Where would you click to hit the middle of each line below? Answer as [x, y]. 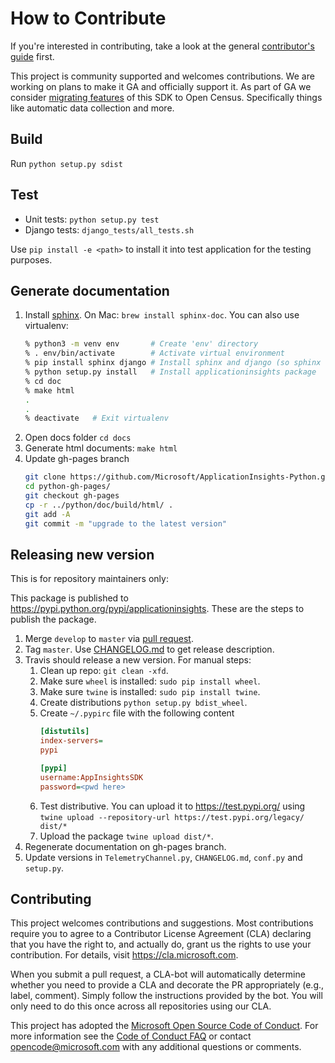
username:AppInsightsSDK [91, 777]
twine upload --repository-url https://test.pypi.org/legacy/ [172, 817]
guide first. [32, 56]
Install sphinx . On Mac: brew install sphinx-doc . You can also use [162, 315]
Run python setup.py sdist [66, 163]
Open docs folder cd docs [78, 438]
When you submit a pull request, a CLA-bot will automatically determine [158, 974]
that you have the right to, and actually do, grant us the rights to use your [161, 944]
